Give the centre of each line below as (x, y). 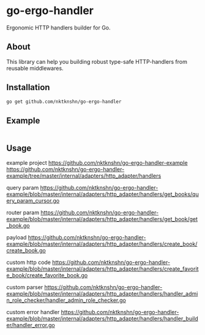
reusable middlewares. (35, 68)
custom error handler (33, 312)
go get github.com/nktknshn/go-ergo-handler (64, 102)
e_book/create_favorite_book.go (47, 276)
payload (17, 238)
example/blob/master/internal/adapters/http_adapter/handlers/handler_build (102, 318)
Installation (28, 87)
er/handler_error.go (31, 325)
